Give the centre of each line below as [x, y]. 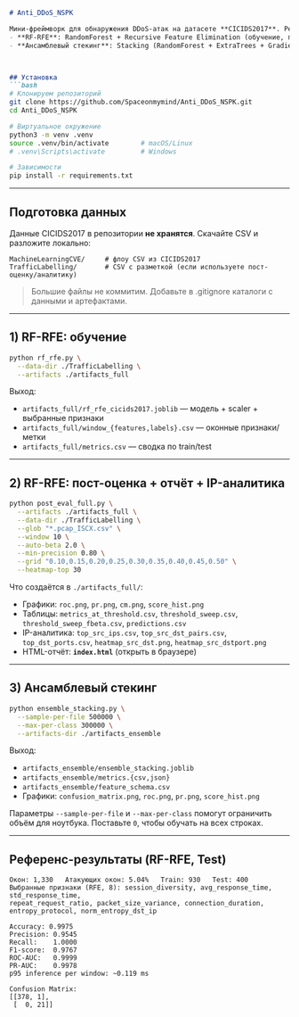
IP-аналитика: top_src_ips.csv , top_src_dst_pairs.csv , [124, 633]
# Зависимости [36, 168]
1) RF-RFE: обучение [68, 338]
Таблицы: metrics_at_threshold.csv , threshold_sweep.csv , [130, 614]
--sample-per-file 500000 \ [69, 717]
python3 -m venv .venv [51, 135]
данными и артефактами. [79, 301]
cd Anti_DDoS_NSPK [43, 111]
